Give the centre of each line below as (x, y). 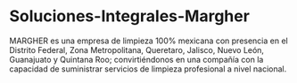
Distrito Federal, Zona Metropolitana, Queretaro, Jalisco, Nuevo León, (137, 49)
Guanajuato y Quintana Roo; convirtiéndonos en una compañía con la (136, 59)
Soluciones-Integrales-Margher (129, 16)
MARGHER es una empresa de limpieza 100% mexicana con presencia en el (148, 41)
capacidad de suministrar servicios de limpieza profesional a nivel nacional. (148, 69)
